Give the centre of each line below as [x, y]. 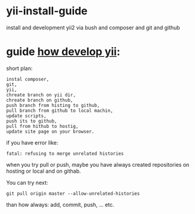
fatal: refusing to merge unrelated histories [65, 154]
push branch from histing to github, [53, 105]
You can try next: [27, 182]
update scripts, [26, 116]
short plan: [19, 68]
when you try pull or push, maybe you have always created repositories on [98, 164]
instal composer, [28, 79]
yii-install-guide [47, 11]
